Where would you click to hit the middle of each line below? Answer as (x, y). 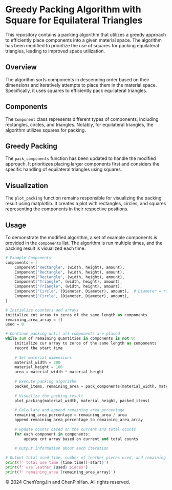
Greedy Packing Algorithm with (73, 10)
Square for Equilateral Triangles (74, 20)
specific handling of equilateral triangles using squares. (64, 169)
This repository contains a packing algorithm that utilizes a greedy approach (86, 34)
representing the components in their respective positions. (67, 209)
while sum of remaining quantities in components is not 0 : (71, 339)
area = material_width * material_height (59, 372)
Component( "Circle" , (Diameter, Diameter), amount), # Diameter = (88, 292)
